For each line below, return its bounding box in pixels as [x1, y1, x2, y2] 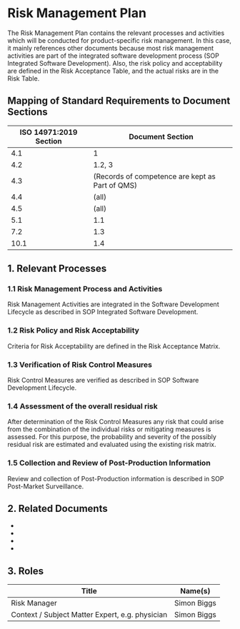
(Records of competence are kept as [93, 171, 216, 181]
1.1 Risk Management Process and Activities [7, 284, 163, 294]
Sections [7, 106, 48, 119]
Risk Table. [7, 74, 40, 83]
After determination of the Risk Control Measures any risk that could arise [7, 418, 224, 426]
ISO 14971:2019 [19, 127, 78, 137]
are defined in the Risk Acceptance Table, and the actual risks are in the [7, 66, 219, 75]
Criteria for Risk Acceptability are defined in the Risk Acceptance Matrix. [7, 341, 221, 351]
